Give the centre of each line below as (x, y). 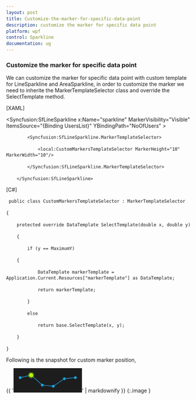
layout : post (22, 12)
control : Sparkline (30, 38)
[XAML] (15, 108)
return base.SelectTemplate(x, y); (81, 326)
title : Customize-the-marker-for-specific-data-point (74, 19)
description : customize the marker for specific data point (82, 25)
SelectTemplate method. (36, 97)
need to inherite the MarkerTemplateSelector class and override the (88, 90)
